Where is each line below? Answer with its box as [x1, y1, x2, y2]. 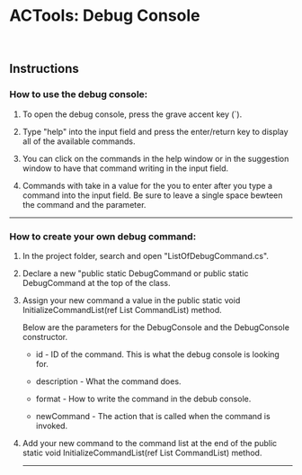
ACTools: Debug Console [9, 5, 200, 26]
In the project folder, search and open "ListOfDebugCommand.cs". [22, 250, 270, 261]
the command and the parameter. [22, 199, 147, 210]
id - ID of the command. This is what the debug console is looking [35, 348, 280, 360]
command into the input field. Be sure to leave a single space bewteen [22, 190, 283, 201]
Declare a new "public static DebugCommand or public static [22, 267, 249, 279]
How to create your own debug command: [9, 230, 197, 243]
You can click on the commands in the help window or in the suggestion [22, 153, 289, 164]
